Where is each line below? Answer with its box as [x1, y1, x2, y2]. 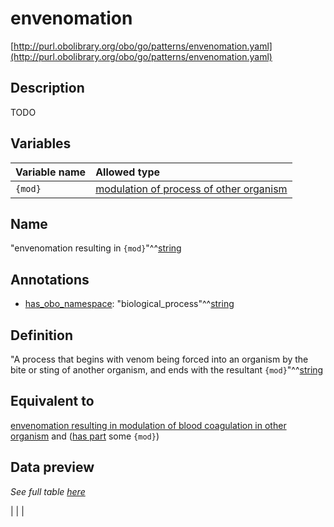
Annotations [10, 271, 90, 288]
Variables [10, 135, 72, 152]
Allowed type [95, 165, 161, 179]
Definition [10, 327, 73, 344]
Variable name [15, 165, 87, 179]
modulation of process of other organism [95, 182, 288, 196]
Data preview [10, 459, 95, 476]
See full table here [10, 485, 86, 497]
